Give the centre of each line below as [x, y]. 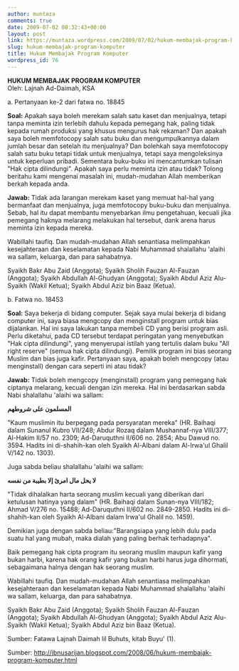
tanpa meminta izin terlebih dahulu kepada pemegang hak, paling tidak [111, 123]
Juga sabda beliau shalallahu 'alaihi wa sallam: [76, 466]
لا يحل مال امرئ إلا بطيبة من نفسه [52, 480]
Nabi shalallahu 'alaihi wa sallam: [55, 395]
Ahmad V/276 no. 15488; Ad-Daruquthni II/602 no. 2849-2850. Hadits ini [114, 509]
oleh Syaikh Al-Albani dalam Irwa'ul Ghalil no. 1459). [118, 517]
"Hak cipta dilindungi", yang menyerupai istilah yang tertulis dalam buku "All [118, 343]
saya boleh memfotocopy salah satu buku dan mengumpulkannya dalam [113, 138]
